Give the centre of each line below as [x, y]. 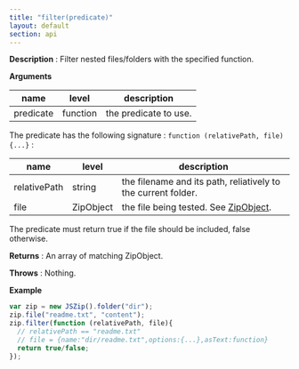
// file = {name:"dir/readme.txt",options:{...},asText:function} [143, 340]
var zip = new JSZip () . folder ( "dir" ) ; [81, 307]
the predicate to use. [149, 114]
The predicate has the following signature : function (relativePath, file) [146, 135]
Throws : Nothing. [43, 273]
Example [26, 291]
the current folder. [159, 193]
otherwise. [29, 239]
